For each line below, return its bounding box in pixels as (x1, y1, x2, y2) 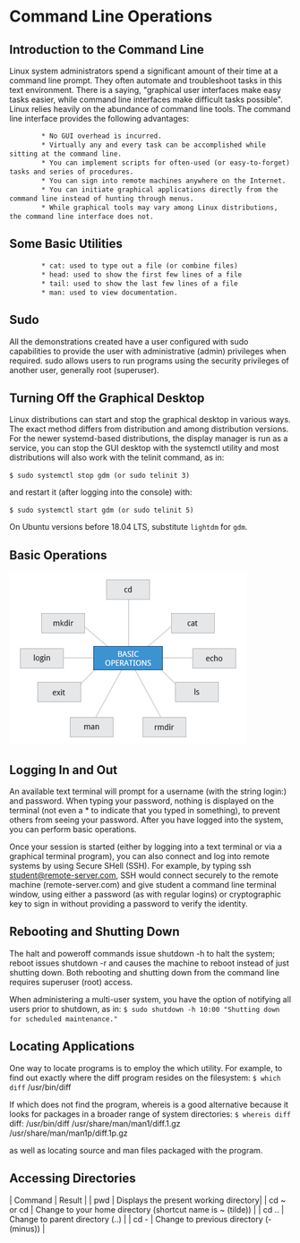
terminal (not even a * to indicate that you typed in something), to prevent (9, 805, 280, 816)
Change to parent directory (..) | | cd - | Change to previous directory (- (9, 1213, 272, 1224)
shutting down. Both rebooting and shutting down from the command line (9, 966, 280, 977)
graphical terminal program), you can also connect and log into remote (9, 851, 270, 862)
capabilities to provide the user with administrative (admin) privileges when (9, 345, 287, 356)
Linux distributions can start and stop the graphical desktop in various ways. (9, 414, 291, 425)
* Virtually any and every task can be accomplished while (41, 140, 267, 149)
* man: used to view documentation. (41, 288, 178, 297)
